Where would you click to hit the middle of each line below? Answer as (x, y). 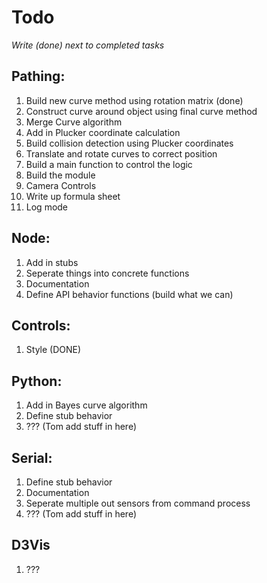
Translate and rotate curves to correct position (121, 153)
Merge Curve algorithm (74, 122)
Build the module (60, 175)
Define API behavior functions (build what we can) (129, 294)
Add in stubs (52, 262)
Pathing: (38, 76)
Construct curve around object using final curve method (141, 111)
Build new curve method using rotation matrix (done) (134, 100)
